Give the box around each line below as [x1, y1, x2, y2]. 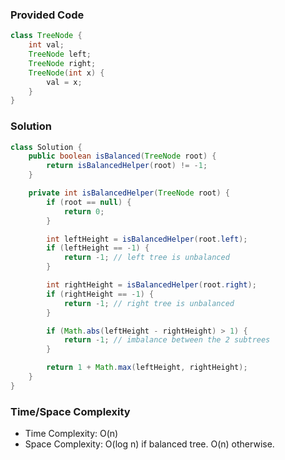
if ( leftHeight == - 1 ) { [46, 243, 150, 253]
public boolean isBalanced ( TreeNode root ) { [28, 151, 217, 162]
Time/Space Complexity [10, 404, 131, 418]
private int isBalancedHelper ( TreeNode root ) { [28, 188, 230, 198]
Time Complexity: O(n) [24, 428, 119, 440]
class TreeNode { [10, 31, 83, 41]
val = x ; [46, 77, 83, 87]
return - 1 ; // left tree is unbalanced [63, 253, 230, 263]
